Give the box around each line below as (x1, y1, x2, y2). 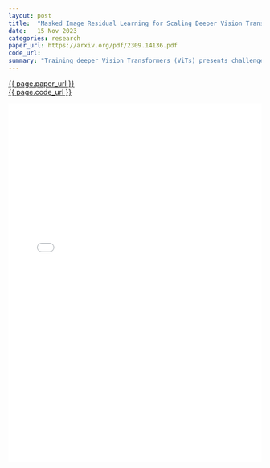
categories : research (8, 34, 81, 43)
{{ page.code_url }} (8, 87, 72, 96)
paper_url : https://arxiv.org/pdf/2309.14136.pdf (8, 42, 178, 50)
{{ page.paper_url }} (8, 78, 75, 88)
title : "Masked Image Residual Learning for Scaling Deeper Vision (8, 19, 243, 27)
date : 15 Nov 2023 (8, 27, 78, 35)
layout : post (8, 11, 52, 20)
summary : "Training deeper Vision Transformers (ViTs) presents (8, 57, 228, 65)
